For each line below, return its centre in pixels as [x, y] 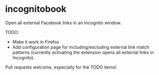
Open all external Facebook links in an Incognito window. [63, 23]
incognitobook [36, 9]
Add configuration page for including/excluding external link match [81, 47]
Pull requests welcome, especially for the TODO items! [61, 67]
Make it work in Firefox [36, 42]
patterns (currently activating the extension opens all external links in [83, 52]
